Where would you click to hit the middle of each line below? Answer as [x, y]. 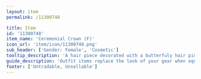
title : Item [21, 28]
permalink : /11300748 [33, 17]
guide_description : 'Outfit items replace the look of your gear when [96, 61]
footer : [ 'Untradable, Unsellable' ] [52, 67]
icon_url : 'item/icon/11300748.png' [52, 45]
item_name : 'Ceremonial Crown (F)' [51, 39]
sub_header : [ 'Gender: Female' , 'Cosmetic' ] [63, 50]
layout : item [22, 12]
